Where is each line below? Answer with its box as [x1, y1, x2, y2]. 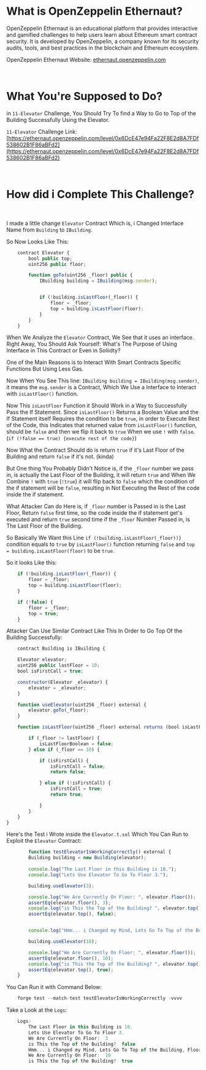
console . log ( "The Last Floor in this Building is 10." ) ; [28, 866, 177, 873]
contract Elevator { [17, 249, 70, 256]
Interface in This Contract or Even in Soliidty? [6, 347, 121, 354]
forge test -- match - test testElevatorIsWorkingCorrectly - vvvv [17, 995, 183, 1001]
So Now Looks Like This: [6, 238, 69, 245]
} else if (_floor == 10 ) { [28, 746, 100, 753]
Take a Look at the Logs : [6, 1006, 67, 1014]
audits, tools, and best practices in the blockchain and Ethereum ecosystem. [6, 44, 199, 51]
